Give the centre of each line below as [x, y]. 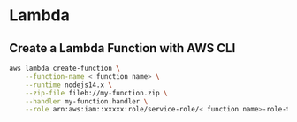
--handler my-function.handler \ [87, 101]
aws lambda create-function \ [65, 68]
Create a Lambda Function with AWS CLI [122, 48]
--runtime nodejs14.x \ [69, 85]
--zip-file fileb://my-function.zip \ [96, 93]
